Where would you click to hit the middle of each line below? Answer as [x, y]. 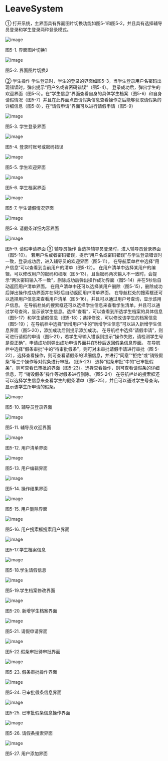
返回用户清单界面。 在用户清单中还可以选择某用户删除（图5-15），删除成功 [86, 286]
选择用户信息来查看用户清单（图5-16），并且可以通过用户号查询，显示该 [83, 298]
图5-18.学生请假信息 [26, 570]
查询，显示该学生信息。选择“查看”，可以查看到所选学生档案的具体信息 [91, 311]
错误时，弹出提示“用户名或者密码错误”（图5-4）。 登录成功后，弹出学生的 [85, 87]
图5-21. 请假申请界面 [26, 631]
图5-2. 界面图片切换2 [27, 70]
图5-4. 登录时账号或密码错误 [34, 146]
